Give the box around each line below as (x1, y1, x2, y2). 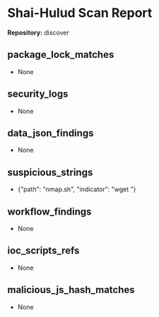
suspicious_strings (7, 166, 93, 178)
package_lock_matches (7, 49, 114, 61)
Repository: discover (7, 28, 69, 37)
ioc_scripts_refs (7, 245, 80, 257)
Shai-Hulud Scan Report (7, 5, 153, 21)
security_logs (7, 88, 69, 100)
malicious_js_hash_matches (7, 284, 136, 296)
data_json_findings (7, 127, 94, 139)
